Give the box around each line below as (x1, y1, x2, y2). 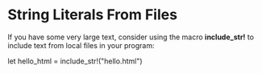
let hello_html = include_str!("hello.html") (7, 56, 143, 66)
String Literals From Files (7, 6, 178, 24)
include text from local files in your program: (7, 40, 155, 50)
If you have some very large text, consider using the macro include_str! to (7, 32, 255, 42)
